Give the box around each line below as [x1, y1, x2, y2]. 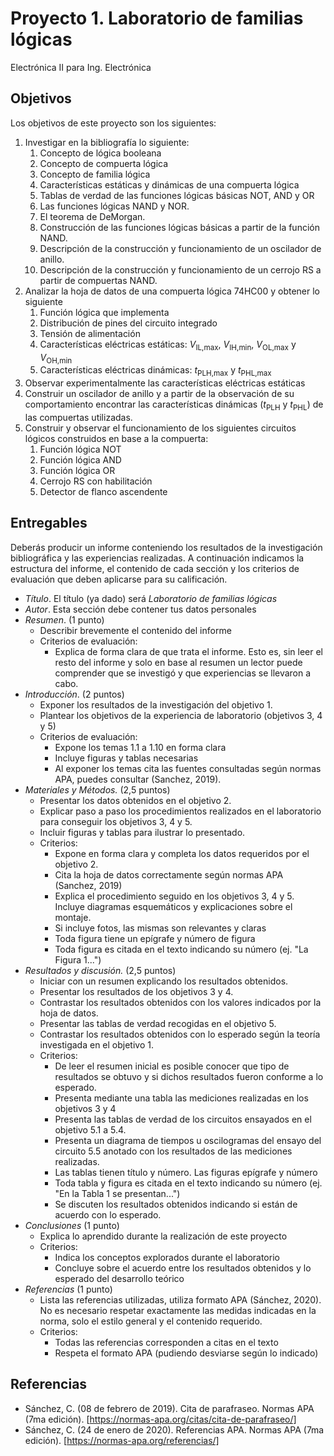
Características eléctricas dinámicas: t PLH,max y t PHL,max [39, 364, 272, 379]
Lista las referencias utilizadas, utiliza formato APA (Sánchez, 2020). [39, 1293, 322, 1306]
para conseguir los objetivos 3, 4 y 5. [39, 815, 193, 827]
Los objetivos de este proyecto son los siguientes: [10, 117, 217, 129]
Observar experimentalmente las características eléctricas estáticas [24, 377, 306, 389]
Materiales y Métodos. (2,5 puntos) [24, 783, 171, 796]
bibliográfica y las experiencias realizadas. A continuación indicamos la [10, 552, 305, 564]
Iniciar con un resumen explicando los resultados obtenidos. [39, 975, 289, 987]
